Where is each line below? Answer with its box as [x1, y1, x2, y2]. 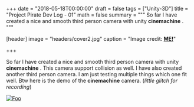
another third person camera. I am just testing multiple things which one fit [6, 71, 188, 77]
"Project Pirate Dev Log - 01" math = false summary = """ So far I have [6, 11, 177, 18]
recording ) [6, 83, 32, 90]
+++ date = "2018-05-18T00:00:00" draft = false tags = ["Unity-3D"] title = [6, 5, 189, 12]
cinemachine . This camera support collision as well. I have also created [6, 64, 182, 72]
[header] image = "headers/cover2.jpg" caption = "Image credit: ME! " [6, 35, 176, 42]
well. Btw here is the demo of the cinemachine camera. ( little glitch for [6, 77, 178, 84]
